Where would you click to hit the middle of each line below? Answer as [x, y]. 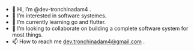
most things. [27, 35]
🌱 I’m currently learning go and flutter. [59, 22]
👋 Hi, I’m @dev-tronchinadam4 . [51, 9]
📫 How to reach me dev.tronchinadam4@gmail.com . [78, 41]
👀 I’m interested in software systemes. [59, 16]
